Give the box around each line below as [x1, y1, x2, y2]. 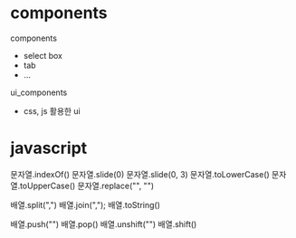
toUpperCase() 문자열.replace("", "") [19, 180, 155, 191]
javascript [10, 138, 88, 158]
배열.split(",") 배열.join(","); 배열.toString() [10, 199, 161, 210]
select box [23, 50, 62, 61]
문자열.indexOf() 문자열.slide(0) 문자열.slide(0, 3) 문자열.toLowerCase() [10, 168, 270, 179]
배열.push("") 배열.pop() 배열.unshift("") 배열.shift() [10, 218, 197, 229]
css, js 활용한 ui [23, 105, 81, 116]
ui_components [10, 87, 68, 98]
